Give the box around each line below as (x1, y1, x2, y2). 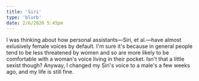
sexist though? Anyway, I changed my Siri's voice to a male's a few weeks (6, 62, 191, 69)
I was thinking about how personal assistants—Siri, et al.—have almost (6, 37, 182, 44)
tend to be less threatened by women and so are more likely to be (6, 49, 169, 56)
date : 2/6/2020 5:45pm (6, 20, 63, 26)
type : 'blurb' (6, 14, 42, 20)
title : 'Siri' (6, 8, 42, 15)
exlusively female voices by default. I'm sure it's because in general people (6, 43, 193, 50)
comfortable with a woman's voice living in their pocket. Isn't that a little (6, 55, 185, 63)
